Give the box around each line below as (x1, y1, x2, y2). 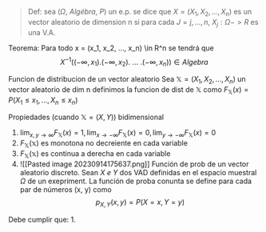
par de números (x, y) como (19, 184, 112, 194)
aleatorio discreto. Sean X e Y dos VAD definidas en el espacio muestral (19, 167, 257, 177)
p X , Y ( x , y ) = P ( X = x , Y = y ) (95, 197, 185, 209)
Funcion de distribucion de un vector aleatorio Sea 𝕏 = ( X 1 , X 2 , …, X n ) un (8, 74, 246, 86)
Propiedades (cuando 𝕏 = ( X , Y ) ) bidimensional (8, 112, 165, 122)
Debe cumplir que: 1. (8, 214, 76, 224)
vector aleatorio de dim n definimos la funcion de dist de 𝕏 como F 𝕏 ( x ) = (8, 84, 249, 96)
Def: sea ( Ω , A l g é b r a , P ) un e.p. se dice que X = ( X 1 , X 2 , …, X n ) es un (27, 7, 252, 18)
